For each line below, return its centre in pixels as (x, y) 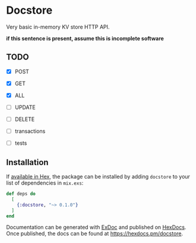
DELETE (25, 119)
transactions (30, 131)
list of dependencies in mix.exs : (45, 183)
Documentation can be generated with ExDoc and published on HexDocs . (96, 228)
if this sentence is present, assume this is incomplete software (85, 38)
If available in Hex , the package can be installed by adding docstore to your (98, 177)
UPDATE (25, 107)
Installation (27, 162)
